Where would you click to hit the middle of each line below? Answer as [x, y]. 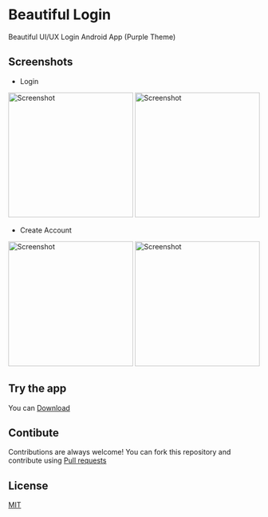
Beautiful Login [60, 15]
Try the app [37, 389]
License [28, 485]
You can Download [39, 408]
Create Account [45, 230]
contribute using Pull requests [57, 460]
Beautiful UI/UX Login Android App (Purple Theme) [92, 37]
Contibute [34, 433]
